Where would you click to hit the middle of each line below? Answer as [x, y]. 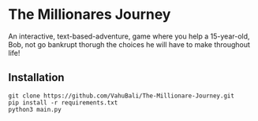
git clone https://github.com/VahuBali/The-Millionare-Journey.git [122, 96]
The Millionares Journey [90, 15]
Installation [36, 77]
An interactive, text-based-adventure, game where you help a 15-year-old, [129, 36]
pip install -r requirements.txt [63, 103]
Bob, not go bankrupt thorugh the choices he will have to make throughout [129, 44]
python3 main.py [35, 109]
